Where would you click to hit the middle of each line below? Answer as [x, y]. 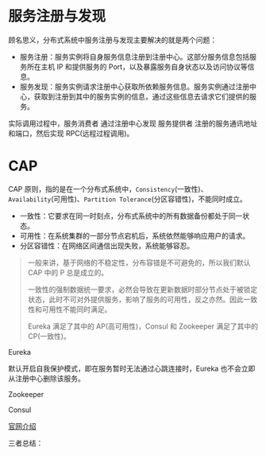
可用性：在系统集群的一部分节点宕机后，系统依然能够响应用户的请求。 [135, 235]
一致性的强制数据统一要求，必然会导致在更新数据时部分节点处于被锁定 [143, 289]
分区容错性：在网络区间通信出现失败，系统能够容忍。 [107, 245]
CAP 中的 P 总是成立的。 [68, 272]
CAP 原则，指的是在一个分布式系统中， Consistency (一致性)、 [108, 189]
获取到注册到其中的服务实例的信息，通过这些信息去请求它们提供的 [142, 96]
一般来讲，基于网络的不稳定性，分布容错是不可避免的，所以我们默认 [139, 262]
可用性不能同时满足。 [77, 309]
